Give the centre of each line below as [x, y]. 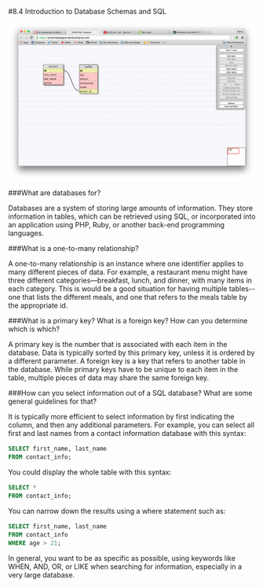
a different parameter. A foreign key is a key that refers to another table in [127, 361]
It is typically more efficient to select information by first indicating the [121, 417]
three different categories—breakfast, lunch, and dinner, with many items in [130, 281]
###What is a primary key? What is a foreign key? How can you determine [128, 321]
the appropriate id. [38, 305]
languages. [26, 233]
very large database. [42, 574]
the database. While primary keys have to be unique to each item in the [123, 370]
